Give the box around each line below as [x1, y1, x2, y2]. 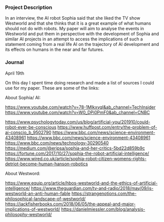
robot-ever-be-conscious [5, 124, 56, 130]
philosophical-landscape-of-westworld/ [5, 195, 86, 201]
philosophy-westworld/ [5, 211, 52, 217]
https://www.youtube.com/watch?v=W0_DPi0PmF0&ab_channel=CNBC [5, 109, 150, 115]
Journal [5, 59, 24, 66]
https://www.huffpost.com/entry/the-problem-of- [57, 124, 158, 130]
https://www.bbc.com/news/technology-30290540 [5, 140, 109, 146]
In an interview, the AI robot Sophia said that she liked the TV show [5, 15, 140, 21]
